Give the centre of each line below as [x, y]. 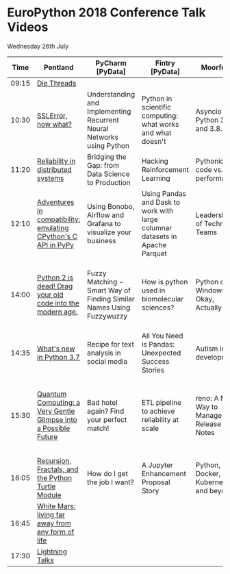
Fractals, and [57, 469]
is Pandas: [158, 344]
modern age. [57, 312]
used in [153, 290]
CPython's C [57, 236]
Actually [209, 308]
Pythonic [210, 161]
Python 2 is [55, 277]
